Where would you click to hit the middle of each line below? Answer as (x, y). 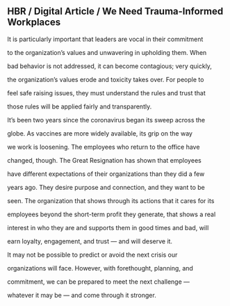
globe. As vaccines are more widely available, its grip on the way (100, 133)
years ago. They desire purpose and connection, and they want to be (106, 187)
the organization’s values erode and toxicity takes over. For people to (106, 79)
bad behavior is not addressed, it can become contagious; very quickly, (109, 66)
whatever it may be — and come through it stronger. (82, 295)
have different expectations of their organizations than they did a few (106, 174)
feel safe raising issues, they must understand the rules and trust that (107, 92)
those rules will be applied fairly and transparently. (80, 106)
